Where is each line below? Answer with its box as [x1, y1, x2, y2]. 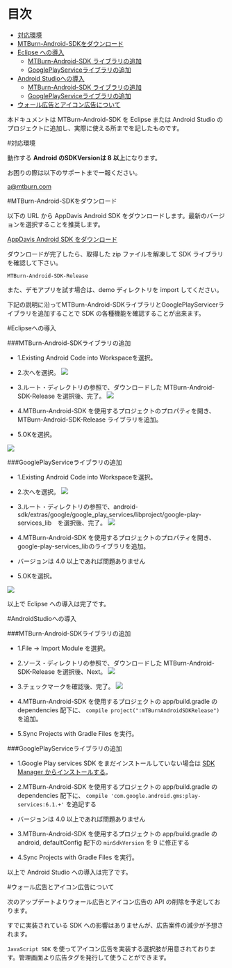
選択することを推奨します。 [25, 220, 104, 229]
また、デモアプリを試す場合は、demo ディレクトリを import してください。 [7, 285, 224, 293]
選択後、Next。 [62, 667, 107, 676]
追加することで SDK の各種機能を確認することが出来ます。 [37, 309, 205, 317]
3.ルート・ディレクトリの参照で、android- [17, 502, 139, 511]
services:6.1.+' [17, 801, 65, 808]
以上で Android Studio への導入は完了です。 [7, 868, 132, 876]
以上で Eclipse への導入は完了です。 [7, 599, 110, 608]
